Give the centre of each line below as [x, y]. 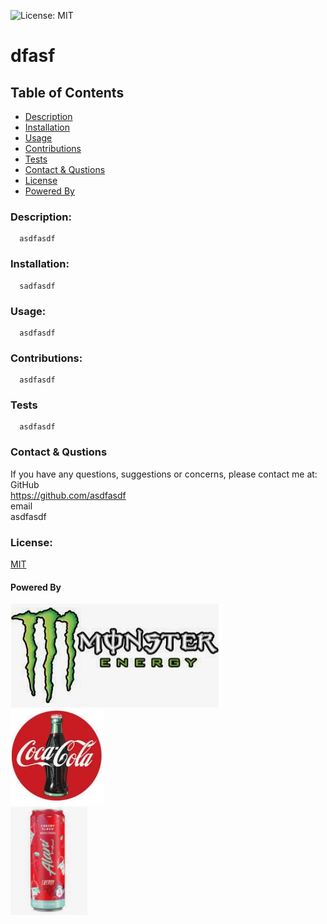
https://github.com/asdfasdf [68, 495]
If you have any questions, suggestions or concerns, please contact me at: [164, 474]
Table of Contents [67, 92]
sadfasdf [37, 286]
